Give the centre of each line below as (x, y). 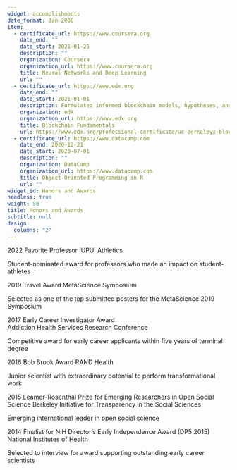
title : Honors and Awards (45, 211)
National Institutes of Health (48, 439)
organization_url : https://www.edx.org (79, 118)
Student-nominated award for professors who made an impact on (103, 264)
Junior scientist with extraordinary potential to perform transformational (111, 376)
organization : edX (47, 112)
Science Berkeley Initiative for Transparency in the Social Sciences (104, 404)
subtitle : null (30, 217)
